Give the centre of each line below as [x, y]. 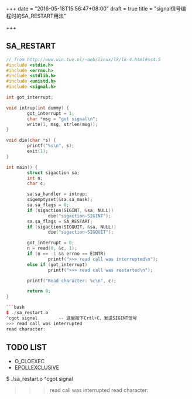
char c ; [36, 183]
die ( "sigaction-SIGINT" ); [79, 216]
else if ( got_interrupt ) [57, 265]
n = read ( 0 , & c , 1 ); [52, 248]
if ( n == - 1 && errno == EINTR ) [67, 254]
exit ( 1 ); [38, 151]
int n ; [35, 178]
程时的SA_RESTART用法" [36, 16]
